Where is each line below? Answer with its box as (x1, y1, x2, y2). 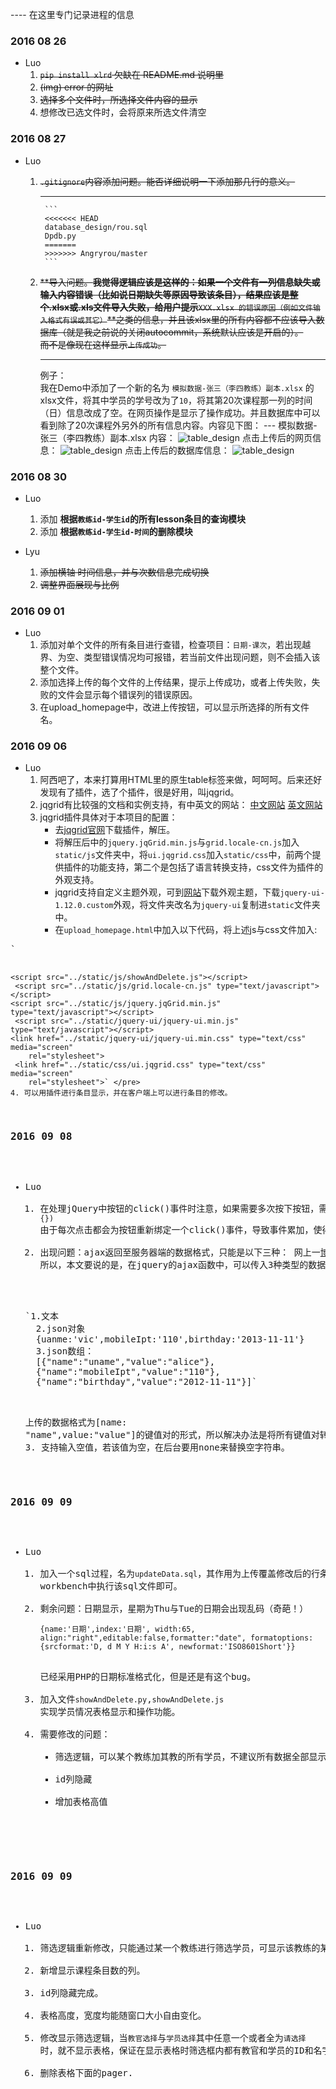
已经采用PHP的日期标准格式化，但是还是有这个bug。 (39, 1671, 257, 1683)
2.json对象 (35, 1323, 86, 1334)
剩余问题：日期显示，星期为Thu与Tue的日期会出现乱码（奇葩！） (39, 1603, 309, 1615)
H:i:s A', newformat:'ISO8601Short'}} (133, 1642, 296, 1652)
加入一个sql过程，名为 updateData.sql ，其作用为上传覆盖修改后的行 (39, 1568, 321, 1580)
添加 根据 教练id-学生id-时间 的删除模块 (39, 525, 193, 537)
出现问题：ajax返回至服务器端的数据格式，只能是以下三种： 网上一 (39, 1246, 321, 1258)
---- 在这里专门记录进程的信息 (10, 9, 135, 20)
